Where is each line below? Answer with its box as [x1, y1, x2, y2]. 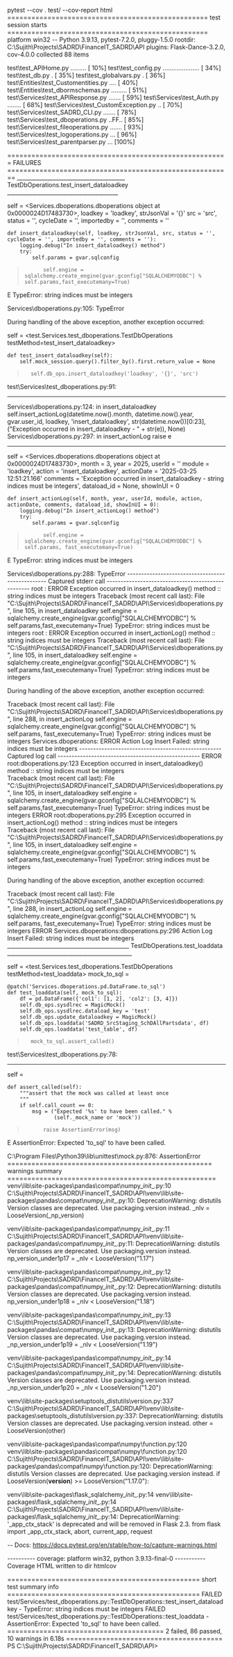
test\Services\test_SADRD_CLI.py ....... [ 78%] [7, 108, 137, 116]
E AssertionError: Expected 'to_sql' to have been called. [7, 1139, 166, 1147]
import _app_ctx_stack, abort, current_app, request [7, 1528, 153, 1535]
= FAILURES [7, 159, 42, 166]
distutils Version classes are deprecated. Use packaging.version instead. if [7, 1470, 221, 1477]
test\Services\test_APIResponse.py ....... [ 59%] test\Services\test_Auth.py [7, 93, 219, 102]
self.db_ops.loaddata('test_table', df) [19, 1026, 138, 1033]
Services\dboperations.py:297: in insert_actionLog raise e [7, 432, 172, 441]
